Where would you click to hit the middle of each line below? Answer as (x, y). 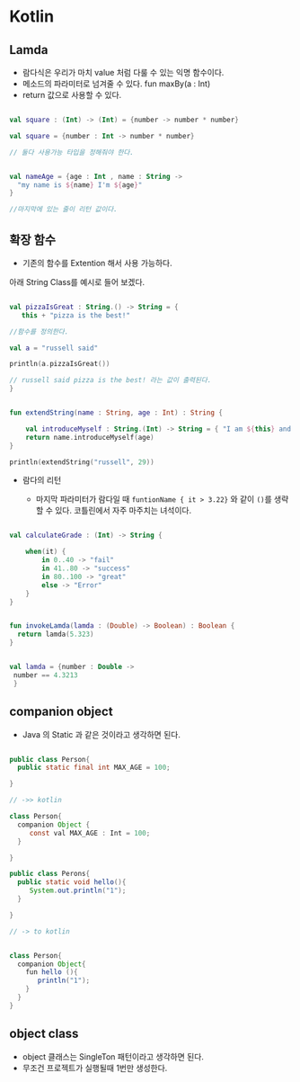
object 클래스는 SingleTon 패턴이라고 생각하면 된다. (113, 1056)
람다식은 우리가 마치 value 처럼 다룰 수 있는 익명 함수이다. (123, 72)
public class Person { (50, 759)
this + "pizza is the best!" (75, 315)
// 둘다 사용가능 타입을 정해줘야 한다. (72, 152)
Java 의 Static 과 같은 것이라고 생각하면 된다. (101, 734)
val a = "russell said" (54, 348)
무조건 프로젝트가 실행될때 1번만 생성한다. (95, 1068)
